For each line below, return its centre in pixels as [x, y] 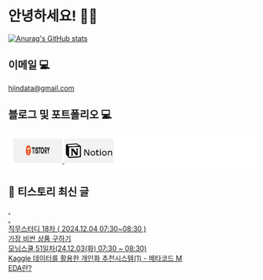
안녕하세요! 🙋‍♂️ [53, 16]
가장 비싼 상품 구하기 [40, 239]
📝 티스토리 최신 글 [48, 192]
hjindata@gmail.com [41, 88]
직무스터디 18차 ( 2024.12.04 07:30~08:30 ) [78, 229]
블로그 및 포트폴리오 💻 [60, 115]
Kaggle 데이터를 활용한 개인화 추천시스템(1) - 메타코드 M [95, 258]
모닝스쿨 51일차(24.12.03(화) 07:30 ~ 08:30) [78, 249]
